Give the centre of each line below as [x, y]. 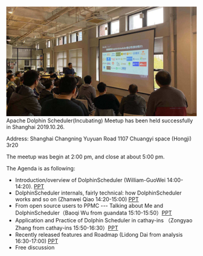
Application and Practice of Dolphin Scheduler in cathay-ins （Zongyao [104, 220]
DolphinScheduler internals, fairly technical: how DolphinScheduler [98, 193]
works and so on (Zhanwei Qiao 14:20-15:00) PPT [77, 199]
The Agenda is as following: [41, 169]
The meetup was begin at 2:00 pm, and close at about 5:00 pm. [85, 157]
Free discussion [35, 248]
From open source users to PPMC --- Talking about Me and [89, 206]
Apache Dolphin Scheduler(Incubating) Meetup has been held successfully [100, 120]
